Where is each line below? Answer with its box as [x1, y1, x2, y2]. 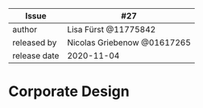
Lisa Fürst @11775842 [67, 24, 156, 35]
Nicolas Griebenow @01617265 [67, 37, 191, 48]
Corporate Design [8, 82, 130, 101]
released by [12, 37, 57, 48]
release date [12, 50, 60, 61]
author [12, 24, 38, 35]
